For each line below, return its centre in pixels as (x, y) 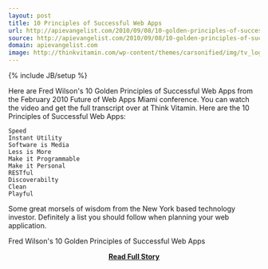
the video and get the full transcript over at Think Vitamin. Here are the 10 (129, 108)
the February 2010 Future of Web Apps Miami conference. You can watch (129, 99)
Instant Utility (35, 138)
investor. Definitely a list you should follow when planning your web (119, 217)
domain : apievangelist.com (53, 45)
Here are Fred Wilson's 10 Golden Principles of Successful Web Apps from (131, 91)
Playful (21, 194)
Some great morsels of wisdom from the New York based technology (122, 209)
